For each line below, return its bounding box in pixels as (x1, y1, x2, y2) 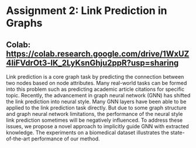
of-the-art (6, 135, 30, 142)
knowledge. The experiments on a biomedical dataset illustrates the (6, 129, 170, 136)
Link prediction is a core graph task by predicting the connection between (6, 73, 184, 80)
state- (170, 129, 185, 136)
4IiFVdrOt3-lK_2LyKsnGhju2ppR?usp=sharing (6, 58, 179, 68)
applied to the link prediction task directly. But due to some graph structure (6, 104, 187, 111)
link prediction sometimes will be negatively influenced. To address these (6, 117, 183, 124)
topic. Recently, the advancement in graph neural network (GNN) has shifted (6, 92, 191, 98)
